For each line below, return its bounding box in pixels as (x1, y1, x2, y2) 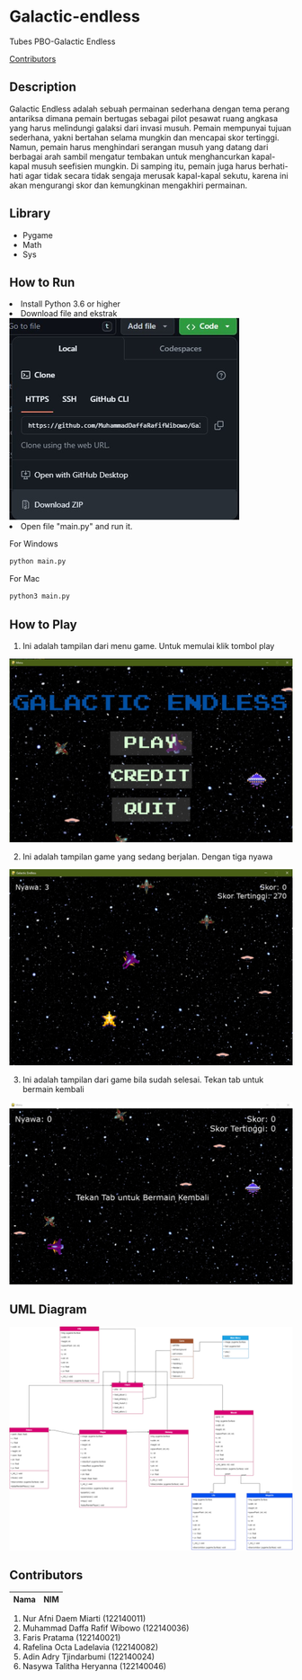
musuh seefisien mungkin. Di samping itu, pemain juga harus (31, 160, 257, 172)
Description (9, 79, 76, 95)
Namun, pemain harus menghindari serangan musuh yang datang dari (9, 141, 269, 152)
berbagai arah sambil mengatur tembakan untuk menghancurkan (9, 151, 250, 162)
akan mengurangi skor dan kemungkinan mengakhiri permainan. (9, 180, 248, 191)
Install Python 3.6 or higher (21, 298, 121, 309)
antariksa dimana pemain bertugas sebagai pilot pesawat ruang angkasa (9, 112, 279, 123)
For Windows (9, 538, 58, 549)
